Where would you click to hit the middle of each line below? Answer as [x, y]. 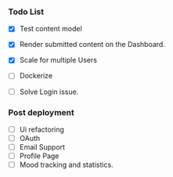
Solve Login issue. [49, 92]
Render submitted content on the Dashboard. [92, 45]
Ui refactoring [42, 129]
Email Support [42, 147]
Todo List [26, 12]
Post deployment [41, 112]
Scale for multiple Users [58, 60]
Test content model [50, 29]
